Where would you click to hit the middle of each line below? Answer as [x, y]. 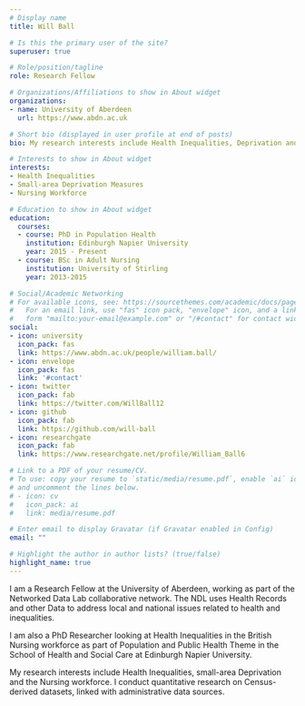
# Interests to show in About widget [81, 159]
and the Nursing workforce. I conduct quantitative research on [126, 681]
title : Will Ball [42, 26]
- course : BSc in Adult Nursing [79, 260]
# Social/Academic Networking [67, 293]
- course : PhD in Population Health [87, 235]
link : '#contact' [50, 378]
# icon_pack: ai [44, 504]
